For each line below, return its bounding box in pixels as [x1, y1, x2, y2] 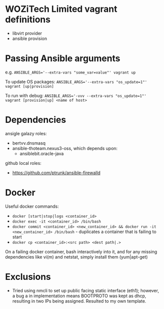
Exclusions [5, 271, 51, 282]
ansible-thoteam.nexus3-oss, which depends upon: [12, 145, 118, 151]
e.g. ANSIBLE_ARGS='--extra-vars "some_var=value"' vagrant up [5, 69, 136, 75]
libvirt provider [12, 30, 42, 36]
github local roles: [5, 160, 42, 166]
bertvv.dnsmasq [12, 140, 46, 146]
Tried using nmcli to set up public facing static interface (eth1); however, [12, 287, 159, 293]
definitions [5, 14, 51, 25]
